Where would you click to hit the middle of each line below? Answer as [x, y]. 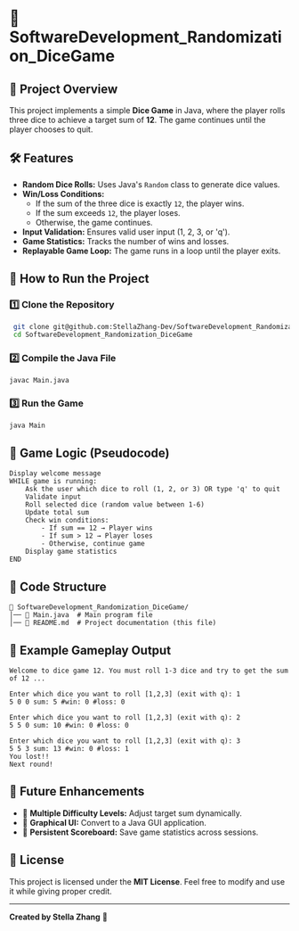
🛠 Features [41, 158]
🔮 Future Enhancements [77, 791]
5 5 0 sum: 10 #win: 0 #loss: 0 [69, 726]
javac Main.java [39, 380]
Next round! [31, 765]
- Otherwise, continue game [93, 544]
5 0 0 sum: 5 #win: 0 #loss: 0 [67, 702]
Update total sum [57, 513]
